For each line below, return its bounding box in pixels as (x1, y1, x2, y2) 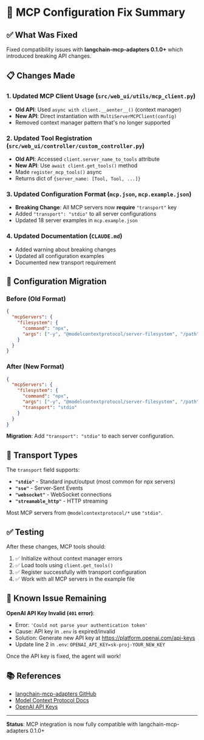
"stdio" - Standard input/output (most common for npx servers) (15, 478, 175, 486)
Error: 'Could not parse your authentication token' (15, 621, 148, 629)
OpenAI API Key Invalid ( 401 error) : (6, 609, 95, 616)
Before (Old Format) (6, 295, 66, 303)
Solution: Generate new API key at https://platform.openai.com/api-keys (15, 634, 195, 641)
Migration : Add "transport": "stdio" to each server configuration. (6, 432, 175, 440)
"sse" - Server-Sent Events (15, 484, 83, 492)
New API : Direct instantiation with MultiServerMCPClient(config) (15, 112, 177, 119)
